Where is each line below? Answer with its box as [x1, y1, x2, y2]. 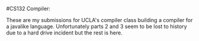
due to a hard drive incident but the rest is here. [6, 29, 123, 36]
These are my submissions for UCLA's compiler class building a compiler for [6, 17, 193, 23]
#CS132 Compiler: [6, 5, 50, 12]
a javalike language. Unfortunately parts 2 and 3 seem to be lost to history [6, 23, 187, 30]
